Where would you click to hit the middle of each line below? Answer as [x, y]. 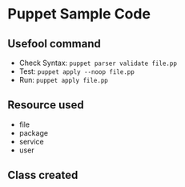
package [34, 132]
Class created [43, 175]
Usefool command [54, 44]
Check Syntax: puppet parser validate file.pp [98, 63]
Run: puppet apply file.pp [64, 80]
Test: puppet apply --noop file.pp [77, 71]
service [32, 141]
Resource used [46, 105]
